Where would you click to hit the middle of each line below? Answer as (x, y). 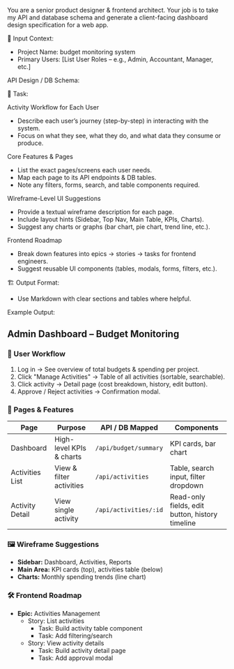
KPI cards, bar (193, 444)
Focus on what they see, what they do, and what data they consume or (119, 136)
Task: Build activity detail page (82, 650)
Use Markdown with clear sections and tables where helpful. (104, 299)
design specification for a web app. (58, 25)
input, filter (187, 476)
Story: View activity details (66, 643)
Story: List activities (56, 621)
